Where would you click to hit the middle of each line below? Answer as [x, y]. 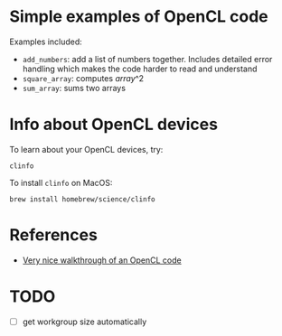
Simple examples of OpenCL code [139, 17]
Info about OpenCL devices [114, 125]
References [53, 235]
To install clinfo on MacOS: [61, 182]
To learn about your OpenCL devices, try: [86, 149]
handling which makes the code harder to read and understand [140, 69]
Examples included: [46, 42]
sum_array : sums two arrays [74, 88]
